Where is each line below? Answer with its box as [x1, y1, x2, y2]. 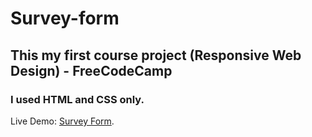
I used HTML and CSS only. [10, 92, 145, 106]
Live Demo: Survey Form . [10, 115, 115, 127]
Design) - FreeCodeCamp [10, 62, 173, 79]
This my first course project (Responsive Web [10, 47, 302, 64]
